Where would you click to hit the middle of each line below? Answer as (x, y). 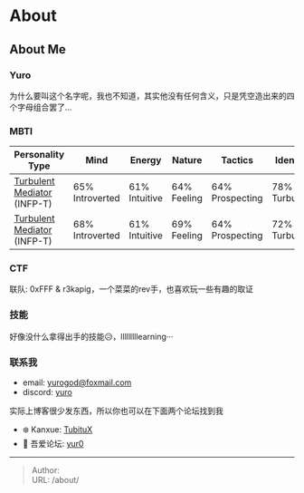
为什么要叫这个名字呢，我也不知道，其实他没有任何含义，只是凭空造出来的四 (152, 95)
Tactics (237, 160)
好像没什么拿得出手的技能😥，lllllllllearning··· (91, 336)
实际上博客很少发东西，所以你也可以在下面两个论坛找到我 (116, 411)
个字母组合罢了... (41, 107)
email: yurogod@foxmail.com (77, 382)
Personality (39, 155)
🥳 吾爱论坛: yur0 (53, 444)
